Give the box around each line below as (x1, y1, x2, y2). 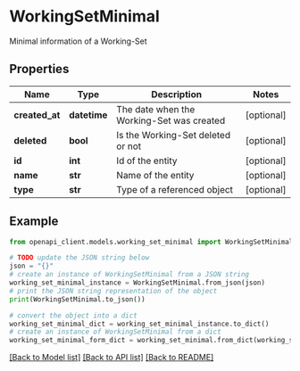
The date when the (115, 103, 196, 115)
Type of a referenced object (115, 183, 234, 195)
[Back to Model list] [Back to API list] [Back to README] (9, 352, 214, 363)
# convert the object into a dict (9, 310, 138, 320)
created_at (13, 109, 61, 121)
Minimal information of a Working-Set (9, 36, 147, 46)
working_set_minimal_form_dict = (9, 336, 134, 345)
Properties (9, 62, 70, 77)
